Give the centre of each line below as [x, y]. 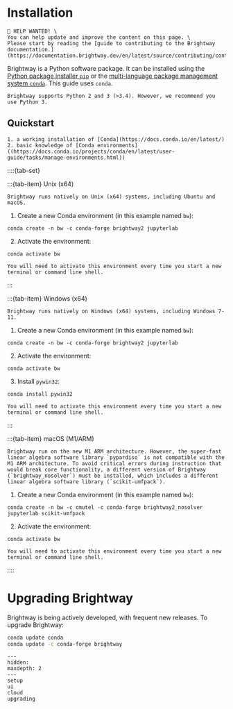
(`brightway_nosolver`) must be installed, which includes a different [113, 476]
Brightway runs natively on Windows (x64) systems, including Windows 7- [116, 311]
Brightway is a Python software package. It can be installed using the [106, 68]
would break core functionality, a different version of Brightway [107, 469]
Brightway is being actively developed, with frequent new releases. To [107, 617]
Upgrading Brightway [70, 598]
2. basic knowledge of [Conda [51, 145]
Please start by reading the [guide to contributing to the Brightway [111, 43]
